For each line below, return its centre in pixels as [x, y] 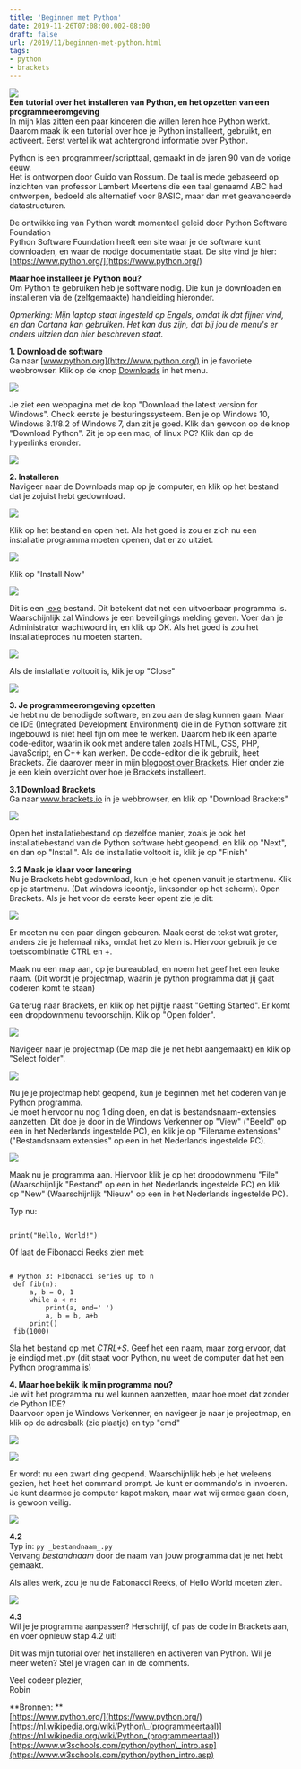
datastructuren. [38, 205]
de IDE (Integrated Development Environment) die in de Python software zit [148, 724]
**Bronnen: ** [36, 1707]
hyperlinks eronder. [45, 442]
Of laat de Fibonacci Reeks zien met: [77, 1252]
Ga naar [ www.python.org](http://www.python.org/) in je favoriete [131, 361]
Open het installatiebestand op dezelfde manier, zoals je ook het [128, 833]
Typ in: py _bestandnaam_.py [61, 1546]
